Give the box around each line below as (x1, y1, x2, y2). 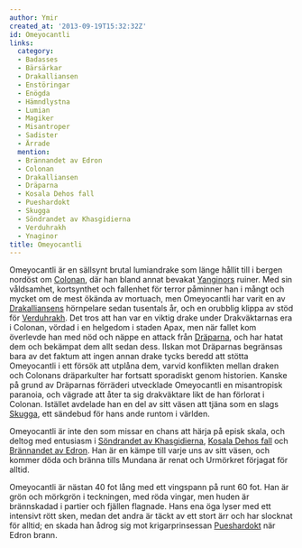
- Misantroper (17, 123, 70, 132)
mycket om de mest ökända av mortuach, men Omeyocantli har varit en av (9, 293, 286, 304)
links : (9, 38, 34, 48)
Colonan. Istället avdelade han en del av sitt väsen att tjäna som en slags (9, 399, 279, 410)
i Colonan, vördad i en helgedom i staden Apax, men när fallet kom (9, 322, 257, 333)
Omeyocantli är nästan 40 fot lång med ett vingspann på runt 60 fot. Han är (9, 482, 289, 493)
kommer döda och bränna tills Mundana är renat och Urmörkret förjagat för (9, 455, 288, 466)
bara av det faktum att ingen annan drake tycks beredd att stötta (9, 351, 249, 362)
